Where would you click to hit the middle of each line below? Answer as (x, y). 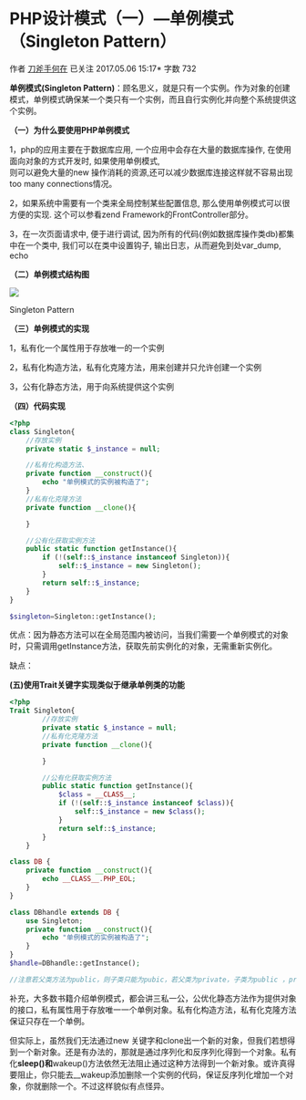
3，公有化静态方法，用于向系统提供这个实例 (92, 386)
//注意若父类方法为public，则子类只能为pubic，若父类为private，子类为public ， (149, 980)
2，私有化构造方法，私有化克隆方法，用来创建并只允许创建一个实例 (136, 367)
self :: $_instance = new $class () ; (140, 812)
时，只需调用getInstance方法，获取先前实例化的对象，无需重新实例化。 (143, 646)
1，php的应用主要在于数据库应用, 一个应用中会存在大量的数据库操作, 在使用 (151, 149)
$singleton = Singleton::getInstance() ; (83, 617)
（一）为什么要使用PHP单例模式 (70, 130)
